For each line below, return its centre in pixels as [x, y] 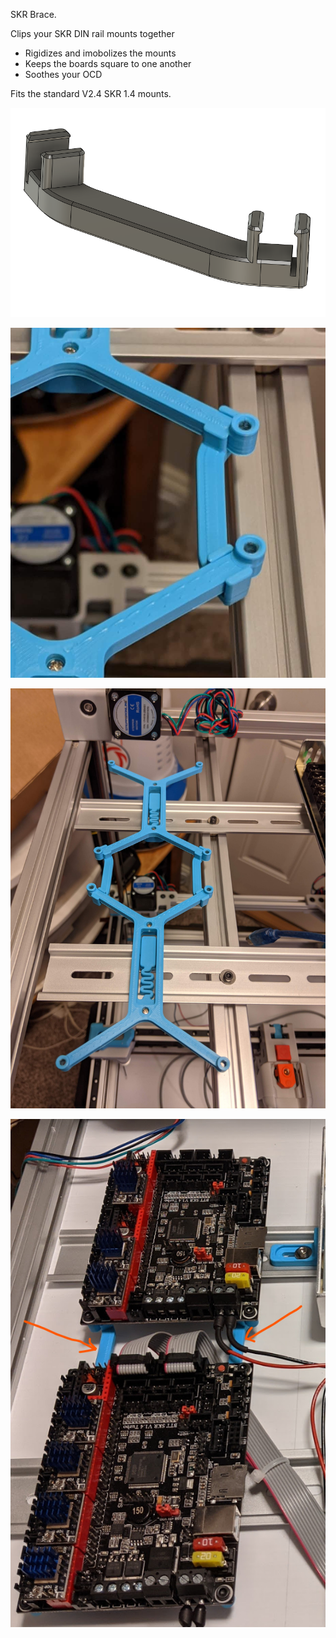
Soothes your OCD [63, 74]
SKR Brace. [33, 14]
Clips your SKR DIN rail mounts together [92, 33]
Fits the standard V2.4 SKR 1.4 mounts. [91, 93]
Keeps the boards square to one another [108, 63]
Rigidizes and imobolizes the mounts [100, 53]
